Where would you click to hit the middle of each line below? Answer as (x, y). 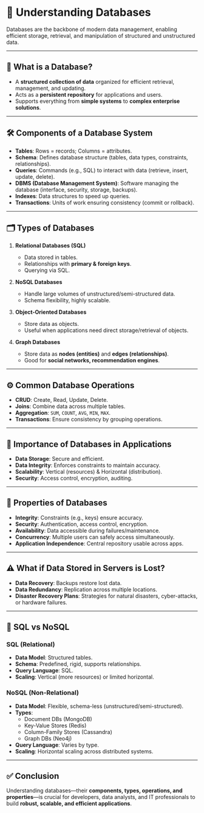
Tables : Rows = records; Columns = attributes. (73, 151)
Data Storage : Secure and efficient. (59, 459)
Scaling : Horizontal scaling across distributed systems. (84, 751)
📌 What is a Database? (49, 67)
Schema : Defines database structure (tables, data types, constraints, (101, 157)
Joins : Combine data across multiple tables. (70, 406)
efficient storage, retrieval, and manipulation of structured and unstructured (101, 35)
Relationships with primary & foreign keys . (78, 264)
